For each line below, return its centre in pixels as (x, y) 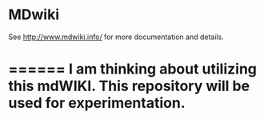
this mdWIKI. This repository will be (129, 86)
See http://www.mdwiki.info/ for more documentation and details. (116, 37)
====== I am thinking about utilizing (133, 69)
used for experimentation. (97, 103)
